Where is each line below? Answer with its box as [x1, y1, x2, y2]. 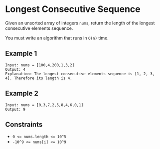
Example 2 [5, 89, 38, 98]
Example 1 [5, 49, 37, 58]
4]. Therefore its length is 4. [5, 76, 72, 81]
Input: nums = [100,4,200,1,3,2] [5, 62, 75, 68]
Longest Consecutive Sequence [5, 3, 141, 15]
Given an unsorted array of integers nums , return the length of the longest [5, 20, 155, 26]
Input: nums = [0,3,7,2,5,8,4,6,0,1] [5, 102, 84, 108]
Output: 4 [5, 67, 26, 72]
